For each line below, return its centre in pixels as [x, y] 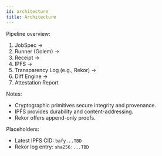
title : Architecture [31, 17]
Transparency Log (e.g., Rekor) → [55, 70]
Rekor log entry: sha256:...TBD [52, 147]
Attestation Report [36, 82]
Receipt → [27, 57]
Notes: [14, 94]
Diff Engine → [31, 76]
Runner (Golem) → [37, 51]
